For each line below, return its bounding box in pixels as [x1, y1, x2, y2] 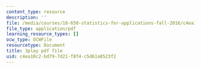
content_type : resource [6, 8, 66, 15]
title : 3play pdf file [6, 48, 63, 54]
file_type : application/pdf [6, 25, 77, 32]
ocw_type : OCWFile [6, 37, 52, 43]
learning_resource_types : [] [6, 31, 79, 37]
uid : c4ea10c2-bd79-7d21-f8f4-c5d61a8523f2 [6, 53, 117, 59]
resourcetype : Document [6, 43, 66, 49]
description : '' [6, 14, 47, 20]
